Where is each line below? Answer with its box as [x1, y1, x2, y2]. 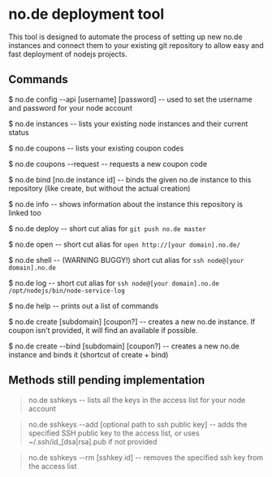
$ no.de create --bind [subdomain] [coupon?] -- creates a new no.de [8, 341, 240, 351]
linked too [8, 208, 42, 217]
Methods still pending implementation [8, 374, 205, 387]
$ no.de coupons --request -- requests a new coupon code [8, 159, 208, 168]
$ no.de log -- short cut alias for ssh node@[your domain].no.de [8, 278, 219, 287]
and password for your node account [8, 103, 132, 112]
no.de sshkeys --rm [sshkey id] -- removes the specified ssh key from [28, 453, 264, 462]
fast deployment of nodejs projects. [8, 49, 127, 59]
